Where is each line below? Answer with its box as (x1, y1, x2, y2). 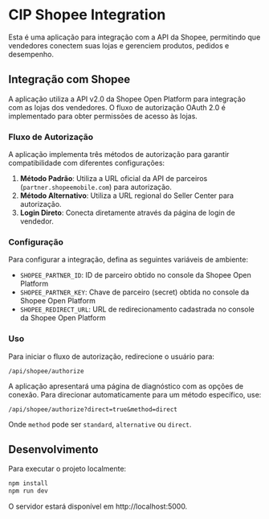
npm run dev (8, 487, 48, 496)
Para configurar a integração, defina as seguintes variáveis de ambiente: (8, 255, 249, 265)
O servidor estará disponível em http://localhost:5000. (8, 501, 188, 512)
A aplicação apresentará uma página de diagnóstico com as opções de (8, 381, 243, 391)
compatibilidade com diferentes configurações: (8, 159, 165, 168)
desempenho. (8, 49, 55, 59)
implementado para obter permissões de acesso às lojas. (8, 111, 198, 121)
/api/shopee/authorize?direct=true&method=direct (8, 405, 178, 414)
